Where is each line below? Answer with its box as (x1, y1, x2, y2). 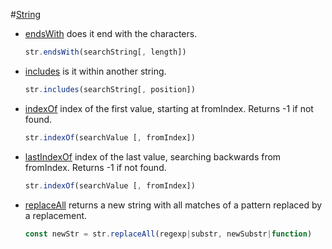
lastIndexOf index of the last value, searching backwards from (24, 150, 282, 163)
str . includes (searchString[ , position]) (24, 84, 196, 94)
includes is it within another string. (24, 65, 167, 77)
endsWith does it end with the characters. (24, 28, 198, 39)
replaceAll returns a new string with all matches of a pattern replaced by (24, 199, 323, 211)
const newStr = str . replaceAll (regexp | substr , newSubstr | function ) (24, 229, 313, 239)
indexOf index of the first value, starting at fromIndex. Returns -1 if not (24, 102, 314, 114)
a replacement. (24, 209, 88, 221)
